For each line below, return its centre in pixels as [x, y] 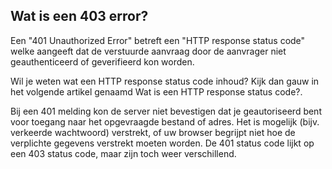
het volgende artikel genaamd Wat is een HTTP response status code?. [156, 91]
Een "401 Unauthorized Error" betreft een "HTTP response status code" [158, 40]
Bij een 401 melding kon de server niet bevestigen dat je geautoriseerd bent [166, 111]
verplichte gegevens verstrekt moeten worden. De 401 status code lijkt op [162, 143]
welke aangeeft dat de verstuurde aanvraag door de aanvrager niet [148, 51]
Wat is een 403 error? [79, 16]
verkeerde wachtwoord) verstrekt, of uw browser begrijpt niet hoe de [153, 132]
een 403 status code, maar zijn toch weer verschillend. [123, 153]
